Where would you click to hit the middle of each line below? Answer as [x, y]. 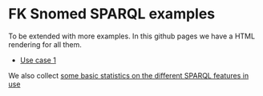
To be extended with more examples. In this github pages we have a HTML [131, 36]
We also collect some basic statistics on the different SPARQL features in [129, 75]
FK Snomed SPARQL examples [112, 14]
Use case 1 [38, 60]
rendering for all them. [45, 44]
